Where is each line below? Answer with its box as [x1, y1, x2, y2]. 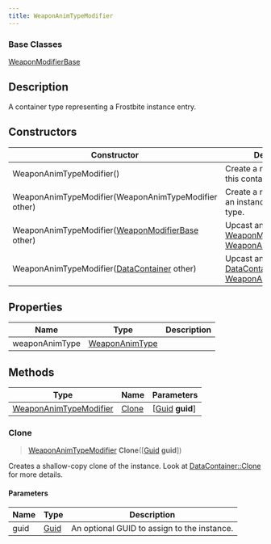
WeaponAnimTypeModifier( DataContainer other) [12, 263, 197, 274]
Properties [8, 300, 63, 314]
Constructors [8, 125, 77, 139]
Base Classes [8, 38, 63, 49]
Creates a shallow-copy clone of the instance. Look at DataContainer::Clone [8, 462, 261, 471]
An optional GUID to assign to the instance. [71, 522, 234, 533]
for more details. [8, 470, 63, 479]
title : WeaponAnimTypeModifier [8, 11, 114, 20]
